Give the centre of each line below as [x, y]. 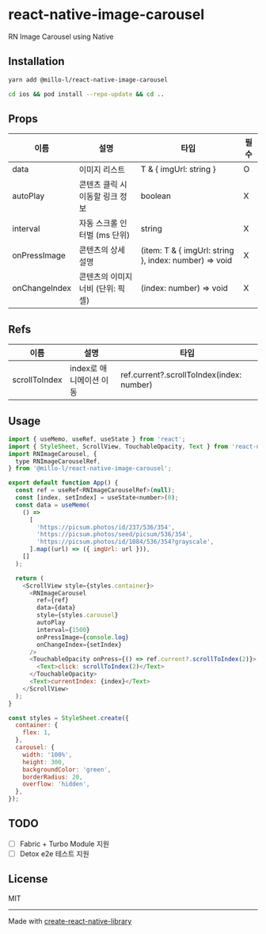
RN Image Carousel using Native [61, 36]
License [28, 879]
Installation [36, 61]
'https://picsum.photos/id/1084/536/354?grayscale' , [125, 542]
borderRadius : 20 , [53, 777]
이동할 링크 [98, 197]
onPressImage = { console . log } [83, 637]
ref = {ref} [53, 600]
